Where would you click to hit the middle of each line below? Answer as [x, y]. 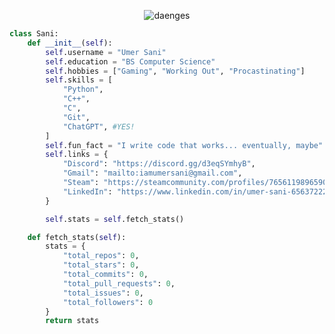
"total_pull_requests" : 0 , [119, 283]
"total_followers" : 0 [108, 302]
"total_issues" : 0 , [103, 293]
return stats [72, 321]
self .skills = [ [79, 80]
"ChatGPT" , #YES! [99, 126]
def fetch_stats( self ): [77, 237]
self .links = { [77, 155]
